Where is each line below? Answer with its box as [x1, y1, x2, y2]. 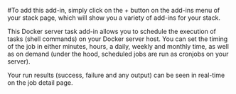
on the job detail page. [7, 78, 73, 87]
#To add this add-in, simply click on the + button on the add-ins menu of [7, 6, 220, 14]
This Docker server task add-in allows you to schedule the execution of [7, 28, 217, 35]
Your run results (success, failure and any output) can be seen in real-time [7, 71, 225, 79]
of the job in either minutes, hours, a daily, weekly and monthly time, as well [7, 42, 230, 50]
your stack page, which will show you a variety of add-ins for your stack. [7, 13, 221, 22]
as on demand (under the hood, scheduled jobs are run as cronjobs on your [7, 49, 229, 58]
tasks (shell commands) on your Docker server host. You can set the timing [7, 35, 228, 43]
